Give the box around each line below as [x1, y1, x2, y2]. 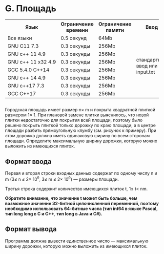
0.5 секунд [61, 35, 87, 42]
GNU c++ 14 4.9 [7, 74, 46, 81]
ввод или [136, 62, 158, 69]
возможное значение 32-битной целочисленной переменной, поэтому [5, 200, 159, 206]
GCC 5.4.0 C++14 [7, 66, 50, 73]
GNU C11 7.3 [7, 42, 39, 49]
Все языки [7, 35, 32, 42]
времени [66, 26, 88, 33]
